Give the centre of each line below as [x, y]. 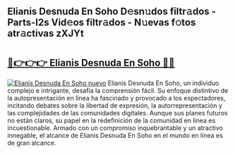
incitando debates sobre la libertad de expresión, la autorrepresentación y [115, 105]
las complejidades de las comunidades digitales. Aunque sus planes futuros [117, 113]
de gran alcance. [32, 143]
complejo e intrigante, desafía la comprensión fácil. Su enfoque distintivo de [118, 90]
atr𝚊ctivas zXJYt [46, 33]
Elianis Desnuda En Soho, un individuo [163, 83]
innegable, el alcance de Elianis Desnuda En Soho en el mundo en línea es [115, 135]
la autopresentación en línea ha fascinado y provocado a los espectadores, [116, 98]
